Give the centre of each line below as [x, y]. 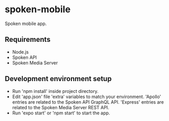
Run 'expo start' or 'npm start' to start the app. [61, 113]
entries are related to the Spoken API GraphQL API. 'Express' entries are [88, 102]
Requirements [28, 40]
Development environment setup [58, 79]
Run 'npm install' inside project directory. [55, 91]
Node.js [20, 52]
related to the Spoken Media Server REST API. [61, 107]
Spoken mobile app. [26, 23]
